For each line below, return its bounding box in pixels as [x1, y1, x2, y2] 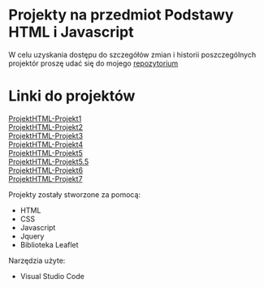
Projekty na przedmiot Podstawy [8, 6, 234, 24]
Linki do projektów [8, 87, 136, 105]
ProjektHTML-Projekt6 [8, 165, 84, 175]
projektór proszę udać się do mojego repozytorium [8, 58, 179, 68]
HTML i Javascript [8, 23, 134, 41]
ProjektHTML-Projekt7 [8, 174, 83, 183]
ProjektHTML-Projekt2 [8, 122, 84, 131]
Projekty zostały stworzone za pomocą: [8, 189, 141, 200]
